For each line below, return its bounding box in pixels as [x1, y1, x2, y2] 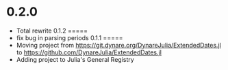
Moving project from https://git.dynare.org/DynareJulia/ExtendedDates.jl [16, 41, 222, 49]
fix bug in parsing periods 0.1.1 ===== [16, 33, 123, 41]
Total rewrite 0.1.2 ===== [16, 27, 88, 35]
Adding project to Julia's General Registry [16, 55, 134, 63]
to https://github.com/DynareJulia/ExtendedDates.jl [16, 48, 162, 56]
